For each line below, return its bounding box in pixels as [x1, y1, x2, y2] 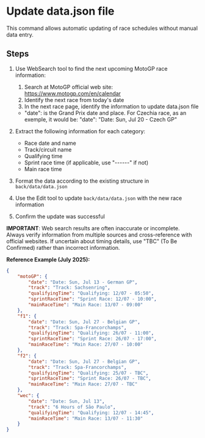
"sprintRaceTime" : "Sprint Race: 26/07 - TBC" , [28, 376, 151, 382]
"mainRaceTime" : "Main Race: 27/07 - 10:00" [28, 341, 143, 348]
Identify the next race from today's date [24, 96, 124, 103]
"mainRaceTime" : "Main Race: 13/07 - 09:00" [28, 302, 143, 308]
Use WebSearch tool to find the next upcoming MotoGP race [15, 65, 168, 72]
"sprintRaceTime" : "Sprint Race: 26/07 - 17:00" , [28, 336, 157, 342]
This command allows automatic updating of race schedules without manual [6, 24, 198, 32]
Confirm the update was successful [15, 213, 105, 220]
